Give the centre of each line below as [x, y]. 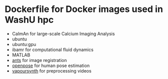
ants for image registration [39, 60]
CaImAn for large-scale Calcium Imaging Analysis [63, 33]
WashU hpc [29, 20]
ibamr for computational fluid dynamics [53, 49]
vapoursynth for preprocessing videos [52, 70]
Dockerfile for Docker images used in [84, 9]
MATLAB [21, 55]
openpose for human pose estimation [51, 65]
